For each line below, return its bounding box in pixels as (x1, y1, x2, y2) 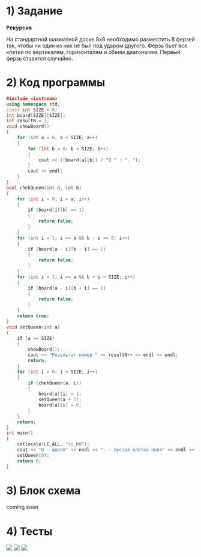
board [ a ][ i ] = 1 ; (38, 391, 82, 397)
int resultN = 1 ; (6, 118, 50, 124)
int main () (6, 430, 34, 436)
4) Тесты (6, 525, 53, 538)
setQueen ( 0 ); (17, 452, 50, 458)
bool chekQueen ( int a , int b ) (6, 185, 82, 191)
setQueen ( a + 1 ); (38, 397, 82, 403)
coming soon (6, 504, 39, 511)
